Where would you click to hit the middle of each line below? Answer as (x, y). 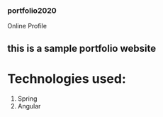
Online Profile (27, 26)
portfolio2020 (32, 11)
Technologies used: (67, 78)
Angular (29, 106)
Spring (27, 99)
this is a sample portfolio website (82, 48)
